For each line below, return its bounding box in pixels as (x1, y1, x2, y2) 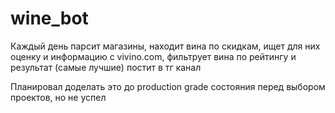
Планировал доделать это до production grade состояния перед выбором (10, 80, 326, 92)
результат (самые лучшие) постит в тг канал (10, 61, 202, 73)
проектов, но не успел (10, 91, 107, 103)
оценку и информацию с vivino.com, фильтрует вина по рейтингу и (10, 50, 297, 62)
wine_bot (10, 7, 89, 30)
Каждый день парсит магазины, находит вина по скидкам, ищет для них (10, 40, 321, 52)
